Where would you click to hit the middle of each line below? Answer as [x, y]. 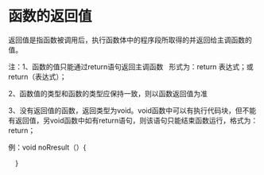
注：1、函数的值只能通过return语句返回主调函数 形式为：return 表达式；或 [131, 66]
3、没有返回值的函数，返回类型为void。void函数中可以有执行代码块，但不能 [132, 110]
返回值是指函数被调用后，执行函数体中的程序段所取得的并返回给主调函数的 [130, 40]
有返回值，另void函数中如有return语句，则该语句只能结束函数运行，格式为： [133, 120]
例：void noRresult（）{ [47, 147]
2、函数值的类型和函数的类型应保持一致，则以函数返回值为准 [108, 93]
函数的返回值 [50, 16]
